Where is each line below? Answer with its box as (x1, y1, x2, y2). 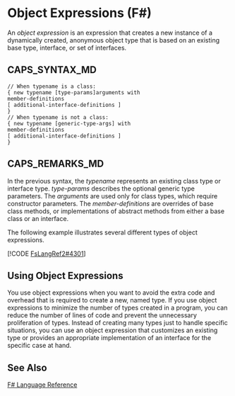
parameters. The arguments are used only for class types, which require (7, 191, 218, 200)
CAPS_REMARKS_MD (7, 158, 104, 170)
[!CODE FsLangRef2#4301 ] (7, 249, 86, 258)
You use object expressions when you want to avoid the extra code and (7, 288, 215, 297)
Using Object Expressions (7, 269, 123, 281)
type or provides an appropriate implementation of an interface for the (7, 334, 212, 342)
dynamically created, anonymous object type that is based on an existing (7, 35, 220, 44)
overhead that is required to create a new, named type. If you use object (7, 296, 217, 305)
